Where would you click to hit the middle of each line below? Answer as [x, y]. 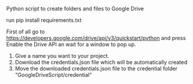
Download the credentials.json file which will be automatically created [101, 62]
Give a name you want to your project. [62, 56]
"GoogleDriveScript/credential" [53, 75]
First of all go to [25, 32]
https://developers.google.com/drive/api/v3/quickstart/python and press [96, 38]
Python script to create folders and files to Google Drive [75, 9]
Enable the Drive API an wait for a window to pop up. [71, 44]
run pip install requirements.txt [44, 20]
